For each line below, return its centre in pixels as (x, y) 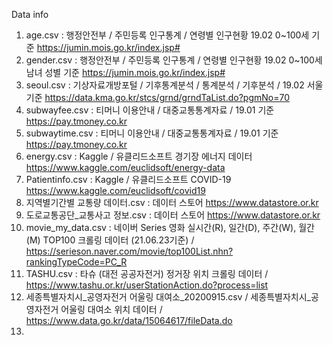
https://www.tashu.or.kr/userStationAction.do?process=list (147, 285)
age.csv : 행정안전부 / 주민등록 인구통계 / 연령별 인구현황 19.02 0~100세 (167, 35)
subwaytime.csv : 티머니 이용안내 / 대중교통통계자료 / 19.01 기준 (152, 133)
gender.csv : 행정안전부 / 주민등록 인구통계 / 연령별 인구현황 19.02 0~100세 (174, 60)
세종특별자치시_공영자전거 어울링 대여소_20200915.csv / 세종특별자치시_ (168, 297)
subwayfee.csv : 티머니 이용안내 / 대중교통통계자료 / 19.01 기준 (150, 110)
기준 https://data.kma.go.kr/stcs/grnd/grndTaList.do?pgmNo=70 (158, 97)
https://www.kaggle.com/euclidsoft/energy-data (125, 167)
